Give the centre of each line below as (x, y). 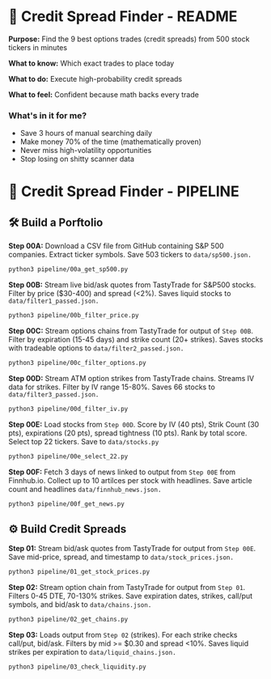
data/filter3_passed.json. (54, 395)
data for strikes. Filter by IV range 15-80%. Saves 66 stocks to (112, 387)
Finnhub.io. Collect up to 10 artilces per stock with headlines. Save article (130, 480)
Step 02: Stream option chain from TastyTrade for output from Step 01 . (127, 588)
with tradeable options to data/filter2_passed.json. (96, 348)
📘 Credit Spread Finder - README (123, 17)
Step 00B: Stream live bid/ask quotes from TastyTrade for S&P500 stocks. (132, 285)
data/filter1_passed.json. (54, 301)
